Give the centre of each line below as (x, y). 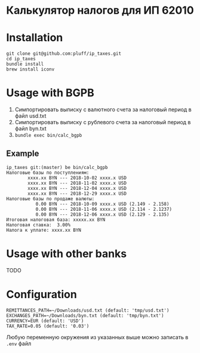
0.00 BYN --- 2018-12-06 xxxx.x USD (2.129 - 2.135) (102, 214)
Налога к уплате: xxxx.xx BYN (44, 230)
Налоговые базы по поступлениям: (48, 173)
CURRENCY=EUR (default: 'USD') (45, 321)
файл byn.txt (30, 128)
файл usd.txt (30, 116)
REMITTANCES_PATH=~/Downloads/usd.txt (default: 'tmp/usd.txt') (88, 310)
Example (23, 154)
